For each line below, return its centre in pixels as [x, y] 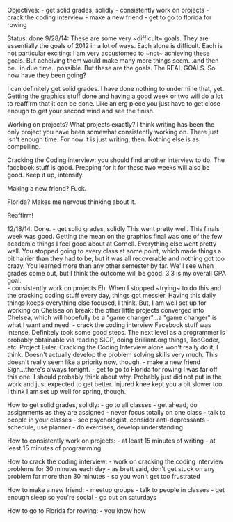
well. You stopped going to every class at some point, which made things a [114, 251]
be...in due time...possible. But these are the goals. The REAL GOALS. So [111, 68]
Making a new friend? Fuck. [47, 188]
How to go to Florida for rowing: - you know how [77, 511]
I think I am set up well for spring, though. [67, 391]
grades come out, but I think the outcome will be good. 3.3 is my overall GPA [116, 273]
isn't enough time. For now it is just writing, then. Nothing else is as [103, 139]
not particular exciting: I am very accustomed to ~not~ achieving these [109, 53]
